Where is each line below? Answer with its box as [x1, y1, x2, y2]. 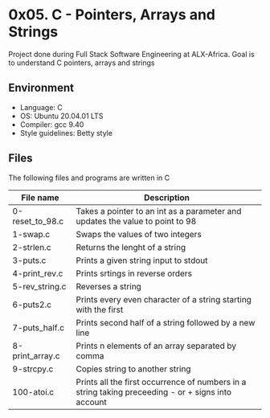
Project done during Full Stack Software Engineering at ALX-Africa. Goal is [8, 49, 255, 59]
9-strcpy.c [12, 363, 54, 375]
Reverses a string [76, 281, 142, 292]
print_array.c [12, 350, 60, 361]
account [76, 396, 107, 408]
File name [21, 191, 59, 203]
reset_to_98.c [12, 215, 64, 227]
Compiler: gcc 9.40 [19, 119, 84, 129]
